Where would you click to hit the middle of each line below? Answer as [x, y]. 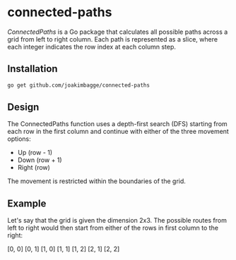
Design [23, 107]
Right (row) [34, 168]
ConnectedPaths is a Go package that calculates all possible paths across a [118, 32]
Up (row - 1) [35, 153]
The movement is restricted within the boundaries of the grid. [96, 181]
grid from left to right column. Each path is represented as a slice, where [112, 39]
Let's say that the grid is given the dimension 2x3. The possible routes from [117, 221]
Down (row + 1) [40, 160]
